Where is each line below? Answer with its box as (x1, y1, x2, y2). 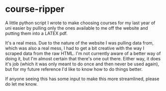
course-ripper (5, 3, 65, 15)
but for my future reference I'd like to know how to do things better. (5, 66, 143, 72)
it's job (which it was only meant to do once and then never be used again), (5, 61, 160, 67)
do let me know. (5, 81, 38, 87)
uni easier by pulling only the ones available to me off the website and (5, 25, 148, 31)
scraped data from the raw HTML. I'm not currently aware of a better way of (5, 50, 161, 56)
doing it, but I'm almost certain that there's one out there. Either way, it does (5, 55, 161, 61)
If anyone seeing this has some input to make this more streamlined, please (5, 76, 160, 82)
